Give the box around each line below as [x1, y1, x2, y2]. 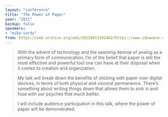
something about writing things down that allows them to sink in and [17, 85, 158, 91]
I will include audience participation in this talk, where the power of [17, 100, 155, 106]
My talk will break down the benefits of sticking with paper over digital [17, 75, 162, 81]
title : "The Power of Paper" [5, 12, 66, 17]
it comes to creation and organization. [17, 65, 96, 71]
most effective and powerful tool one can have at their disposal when [17, 60, 160, 66]
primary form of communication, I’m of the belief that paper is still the [17, 54, 161, 60]
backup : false [5, 21, 35, 27]
